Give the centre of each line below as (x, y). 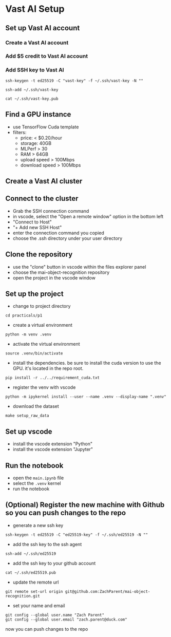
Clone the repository (39, 255)
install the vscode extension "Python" (52, 444)
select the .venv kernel (37, 483)
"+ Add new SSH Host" (37, 227)
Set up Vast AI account (43, 28)
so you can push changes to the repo (66, 513)
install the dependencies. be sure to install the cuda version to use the (87, 363)
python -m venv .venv (28, 334)
